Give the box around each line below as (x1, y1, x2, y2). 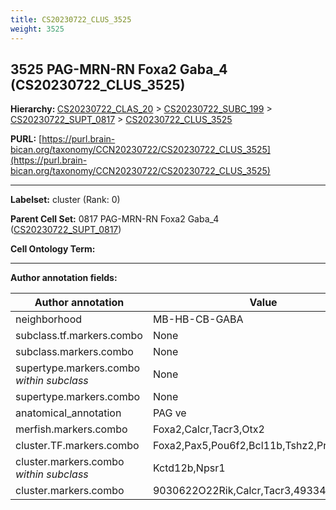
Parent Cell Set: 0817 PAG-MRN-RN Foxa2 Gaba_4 (10, 213, 220, 225)
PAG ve (152, 406, 187, 420)
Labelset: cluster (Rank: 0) (10, 194, 121, 206)
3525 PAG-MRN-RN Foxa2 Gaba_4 (10, 61, 228, 78)
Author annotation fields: (10, 272, 118, 284)
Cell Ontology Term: (10, 243, 96, 255)
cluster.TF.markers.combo (15, 439, 140, 453)
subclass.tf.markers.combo (15, 329, 143, 343)
